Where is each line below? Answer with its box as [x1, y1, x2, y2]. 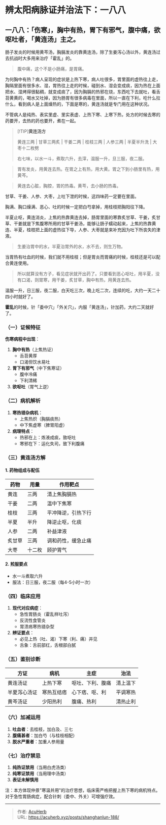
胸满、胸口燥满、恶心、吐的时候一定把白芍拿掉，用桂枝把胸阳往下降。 [5, 204, 148, 209]
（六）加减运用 [5, 714, 41, 721]
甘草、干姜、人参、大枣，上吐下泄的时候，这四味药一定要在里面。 [5, 194, 139, 199]
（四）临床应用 [5, 593, 41, 600]
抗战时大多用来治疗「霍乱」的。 [9, 55, 74, 61]
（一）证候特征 [5, 324, 41, 331]
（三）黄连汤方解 [5, 454, 46, 461]
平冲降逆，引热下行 [47, 509, 92, 516]
